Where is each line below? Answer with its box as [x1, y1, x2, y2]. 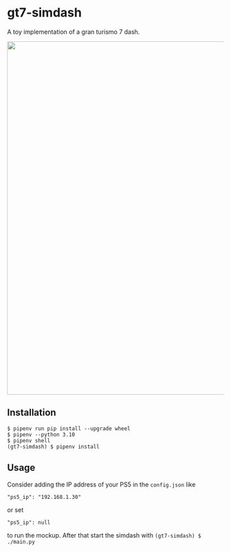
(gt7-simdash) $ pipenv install [7, 443, 100, 450]
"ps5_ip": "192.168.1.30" [7, 493, 81, 500]
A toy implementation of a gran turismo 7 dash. [7, 28, 140, 36]
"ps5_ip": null [7, 519, 51, 526]
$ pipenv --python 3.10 [7, 431, 76, 438]
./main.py [7, 538, 36, 545]
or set [7, 505, 24, 514]
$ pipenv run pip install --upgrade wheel [7, 425, 131, 432]
